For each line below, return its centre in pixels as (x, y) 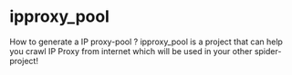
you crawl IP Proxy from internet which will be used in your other (131, 51)
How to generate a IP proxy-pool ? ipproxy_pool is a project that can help (146, 42)
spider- (268, 51)
